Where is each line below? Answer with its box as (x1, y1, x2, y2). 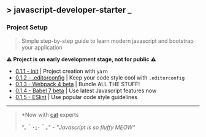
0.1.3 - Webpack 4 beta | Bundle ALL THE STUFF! (15, 80, 140, 87)
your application (21, 43, 63, 51)
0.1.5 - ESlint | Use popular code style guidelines (15, 93, 138, 100)
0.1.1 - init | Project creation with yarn (15, 67, 109, 75)
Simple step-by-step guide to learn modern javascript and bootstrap (21, 37, 194, 45)
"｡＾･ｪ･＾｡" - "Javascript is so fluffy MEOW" (21, 124, 135, 131)
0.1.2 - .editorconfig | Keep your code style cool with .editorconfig (15, 73, 185, 81)
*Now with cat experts (21, 111, 79, 118)
